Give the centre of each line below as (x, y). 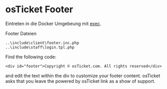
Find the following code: (31, 57)
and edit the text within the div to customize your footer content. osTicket (83, 76)
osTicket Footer (39, 9)
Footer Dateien (21, 33)
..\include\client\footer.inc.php (42, 43)
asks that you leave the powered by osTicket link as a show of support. (80, 81)
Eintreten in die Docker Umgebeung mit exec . (53, 24)
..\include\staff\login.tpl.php (40, 47)
